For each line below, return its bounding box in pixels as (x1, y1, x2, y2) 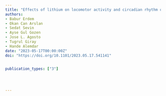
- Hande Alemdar (5, 44, 39, 49)
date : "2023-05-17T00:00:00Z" (5, 48, 68, 53)
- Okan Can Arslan (5, 21, 43, 26)
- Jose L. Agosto (5, 35, 41, 40)
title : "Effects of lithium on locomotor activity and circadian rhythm (5, 7, 158, 12)
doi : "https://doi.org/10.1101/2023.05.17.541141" (5, 53, 112, 58)
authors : (5, 12, 23, 17)
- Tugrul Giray (5, 39, 37, 44)
